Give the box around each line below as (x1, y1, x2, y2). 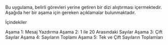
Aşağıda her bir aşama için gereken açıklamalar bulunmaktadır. (5, 9, 136, 15)
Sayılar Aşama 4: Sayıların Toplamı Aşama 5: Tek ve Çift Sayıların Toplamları (5, 34, 163, 40)
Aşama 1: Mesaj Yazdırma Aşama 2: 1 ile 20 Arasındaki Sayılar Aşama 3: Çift (5, 29, 163, 34)
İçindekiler (5, 19, 27, 25)
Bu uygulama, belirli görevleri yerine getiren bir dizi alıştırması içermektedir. (5, 4, 162, 10)
